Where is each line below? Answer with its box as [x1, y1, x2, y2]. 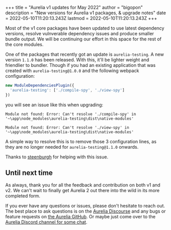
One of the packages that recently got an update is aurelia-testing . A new [5, 51, 164, 57]
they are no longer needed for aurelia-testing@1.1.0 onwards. [5, 144, 139, 150]
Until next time [5, 169, 53, 177]
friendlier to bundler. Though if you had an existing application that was [5, 62, 156, 68]
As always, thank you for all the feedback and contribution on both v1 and [5, 182, 160, 188]
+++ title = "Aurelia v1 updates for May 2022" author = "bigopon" [5, 5, 143, 10]
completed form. [5, 193, 40, 199]
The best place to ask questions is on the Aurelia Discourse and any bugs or [5, 208, 166, 214]
